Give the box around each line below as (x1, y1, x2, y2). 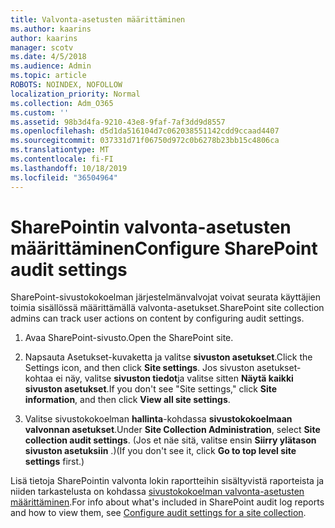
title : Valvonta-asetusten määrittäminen (10, 14, 186, 25)
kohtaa (24, 372, 54, 385)
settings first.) (24, 456, 85, 468)
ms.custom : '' (10, 107, 70, 118)
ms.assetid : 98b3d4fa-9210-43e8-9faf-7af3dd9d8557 (10, 117, 226, 127)
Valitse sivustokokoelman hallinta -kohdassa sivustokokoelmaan (24, 413, 293, 425)
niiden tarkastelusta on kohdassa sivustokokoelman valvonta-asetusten (10, 486, 305, 498)
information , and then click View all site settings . (24, 394, 231, 406)
